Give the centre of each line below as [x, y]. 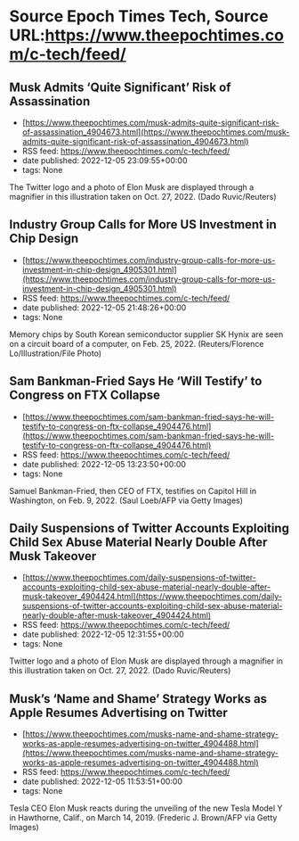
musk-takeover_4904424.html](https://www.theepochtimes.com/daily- [152, 597]
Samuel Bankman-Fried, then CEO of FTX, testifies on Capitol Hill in [133, 491]
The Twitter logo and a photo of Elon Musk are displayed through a [132, 187]
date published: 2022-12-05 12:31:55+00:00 [103, 634]
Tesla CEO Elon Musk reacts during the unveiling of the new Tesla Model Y [146, 808]
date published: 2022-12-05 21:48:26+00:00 [104, 307]
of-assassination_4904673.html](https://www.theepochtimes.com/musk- [156, 132]
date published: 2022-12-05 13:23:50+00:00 [104, 464]
